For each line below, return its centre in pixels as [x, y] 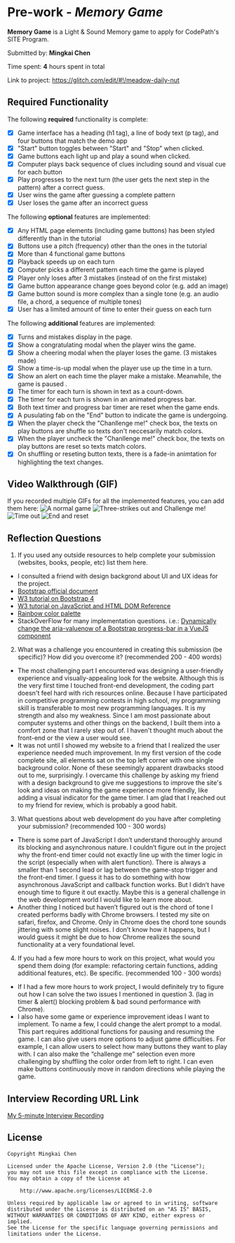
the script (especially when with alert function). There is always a [112, 862]
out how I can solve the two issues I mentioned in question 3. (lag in [115, 994]
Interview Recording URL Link [73, 1098]
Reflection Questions [54, 538]
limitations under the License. [54, 1234]
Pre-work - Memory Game [85, 12]
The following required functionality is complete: [78, 119]
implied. [20, 1221]
